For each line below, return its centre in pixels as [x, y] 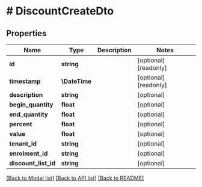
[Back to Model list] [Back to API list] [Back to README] [75, 178]
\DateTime [76, 81]
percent [21, 124]
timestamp [25, 81]
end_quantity [29, 114]
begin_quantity [31, 105]
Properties [26, 33]
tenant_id [23, 144]
